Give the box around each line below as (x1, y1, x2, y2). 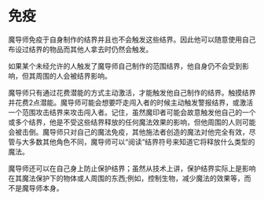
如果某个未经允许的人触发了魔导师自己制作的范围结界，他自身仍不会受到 (8, 61, 242, 71)
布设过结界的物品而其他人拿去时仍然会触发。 (8, 44, 153, 54)
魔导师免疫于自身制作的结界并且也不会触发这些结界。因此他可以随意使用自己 (8, 35, 256, 44)
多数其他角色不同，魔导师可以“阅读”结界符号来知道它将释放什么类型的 (28, 137, 255, 146)
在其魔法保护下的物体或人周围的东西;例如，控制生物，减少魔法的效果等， (8, 173, 245, 183)
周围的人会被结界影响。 (35, 71, 112, 80)
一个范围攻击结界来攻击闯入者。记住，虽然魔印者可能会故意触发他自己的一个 (8, 107, 256, 117)
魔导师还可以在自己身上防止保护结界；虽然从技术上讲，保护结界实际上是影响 (8, 163, 256, 173)
